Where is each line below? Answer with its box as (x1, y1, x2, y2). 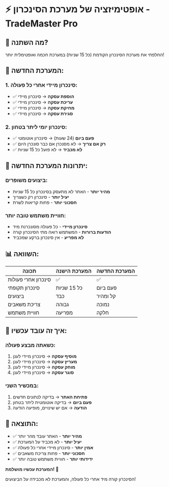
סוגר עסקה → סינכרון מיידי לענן (12, 369, 74, 375)
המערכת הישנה (55, 267, 92, 275)
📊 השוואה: (5, 250, 39, 258)
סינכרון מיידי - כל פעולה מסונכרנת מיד (12, 223, 88, 229)
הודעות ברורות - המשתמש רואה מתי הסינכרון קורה (12, 229, 111, 235)
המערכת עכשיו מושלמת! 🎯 (5, 466, 59, 472)
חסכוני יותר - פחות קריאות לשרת (12, 199, 77, 205)
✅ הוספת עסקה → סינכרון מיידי (12, 93, 75, 99)
